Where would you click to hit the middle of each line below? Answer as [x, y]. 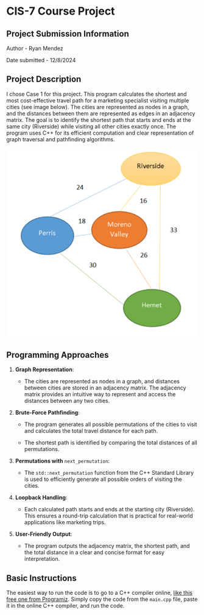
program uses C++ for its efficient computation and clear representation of [100, 133]
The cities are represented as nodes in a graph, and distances [102, 382]
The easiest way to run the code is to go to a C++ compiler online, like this [100, 593]
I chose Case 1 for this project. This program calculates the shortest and [97, 94]
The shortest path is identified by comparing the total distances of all [111, 443]
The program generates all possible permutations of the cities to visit [111, 424]
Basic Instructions [42, 578]
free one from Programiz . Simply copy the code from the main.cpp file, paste [102, 599]
